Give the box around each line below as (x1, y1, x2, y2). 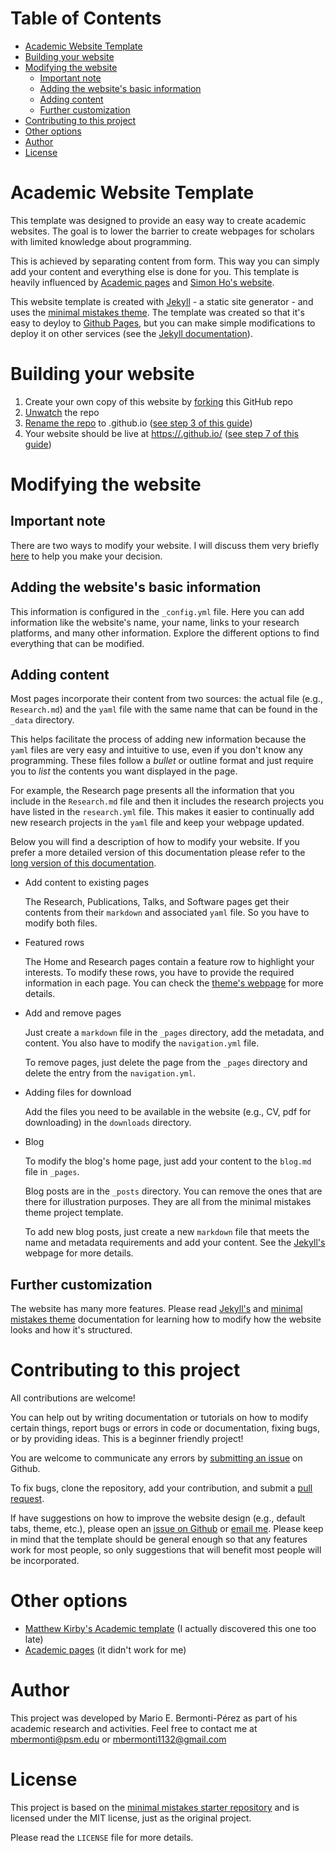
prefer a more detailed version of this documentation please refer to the (10, 847, 306, 859)
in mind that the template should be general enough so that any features (10, 1533, 308, 1546)
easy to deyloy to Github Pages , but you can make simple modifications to (10, 317, 316, 329)
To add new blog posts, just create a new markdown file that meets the (24, 1226, 310, 1238)
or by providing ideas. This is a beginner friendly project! (10, 1433, 244, 1445)
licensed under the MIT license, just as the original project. (10, 1812, 252, 1824)
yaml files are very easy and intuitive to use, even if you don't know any (10, 744, 304, 756)
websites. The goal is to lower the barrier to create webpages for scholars (10, 225, 315, 237)
